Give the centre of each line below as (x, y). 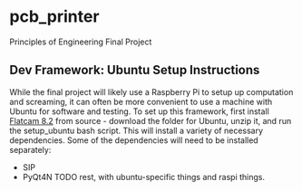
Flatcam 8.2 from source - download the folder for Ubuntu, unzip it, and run (151, 120)
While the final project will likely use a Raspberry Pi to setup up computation (151, 91)
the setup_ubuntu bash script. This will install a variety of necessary (136, 130)
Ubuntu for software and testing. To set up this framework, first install (139, 111)
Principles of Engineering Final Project (81, 42)
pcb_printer (54, 17)
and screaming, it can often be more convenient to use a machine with (141, 101)
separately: (30, 149)
